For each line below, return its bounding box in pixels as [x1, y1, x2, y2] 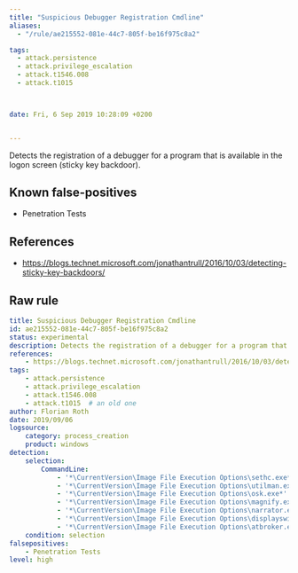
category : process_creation [25, 432, 129, 441]
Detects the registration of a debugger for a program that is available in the [9, 150, 283, 161]
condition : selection [25, 530, 105, 539]
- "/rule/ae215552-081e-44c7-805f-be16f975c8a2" [17, 29, 200, 38]
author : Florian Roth [9, 407, 90, 416]
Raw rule [9, 293, 59, 308]
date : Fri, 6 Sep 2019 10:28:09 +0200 [9, 110, 153, 119]
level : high [9, 555, 53, 564]
